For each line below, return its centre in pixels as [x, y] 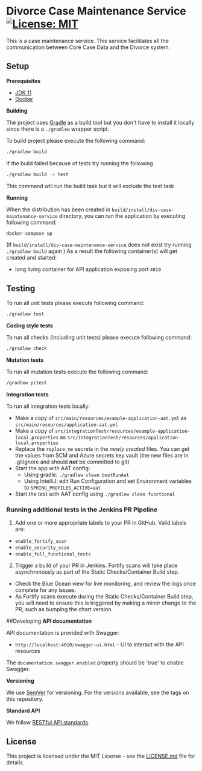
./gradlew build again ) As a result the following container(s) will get [92, 251]
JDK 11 [23, 93]
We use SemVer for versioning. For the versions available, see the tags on [98, 693]
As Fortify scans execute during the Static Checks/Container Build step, [104, 597]
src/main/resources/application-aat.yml [66, 425]
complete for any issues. [46, 590]
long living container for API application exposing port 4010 [88, 269]
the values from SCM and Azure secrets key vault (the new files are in [102, 455]
